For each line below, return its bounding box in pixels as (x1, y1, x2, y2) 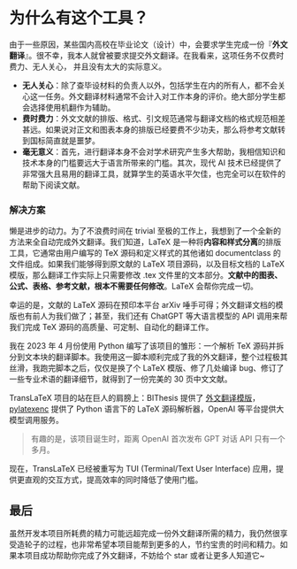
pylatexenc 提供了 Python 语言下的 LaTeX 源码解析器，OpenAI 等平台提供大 (9, 404, 285, 414)
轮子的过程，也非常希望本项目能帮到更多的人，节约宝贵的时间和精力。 (24, 539, 280, 550)
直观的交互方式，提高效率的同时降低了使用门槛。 (24, 474, 203, 485)
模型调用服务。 (9, 415, 64, 426)
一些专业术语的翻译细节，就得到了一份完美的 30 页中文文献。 (9, 373, 232, 385)
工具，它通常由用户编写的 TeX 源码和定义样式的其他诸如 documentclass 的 (9, 248, 281, 258)
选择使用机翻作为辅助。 (29, 102, 116, 112)
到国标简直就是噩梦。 (21, 135, 100, 146)
